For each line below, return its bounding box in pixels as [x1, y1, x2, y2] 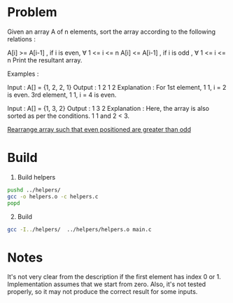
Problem [7, 4, 57, 20]
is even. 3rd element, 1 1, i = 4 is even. [7, 90, 117, 99]
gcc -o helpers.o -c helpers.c [7, 193, 99, 200]
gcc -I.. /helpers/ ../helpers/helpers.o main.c [7, 226, 152, 233]
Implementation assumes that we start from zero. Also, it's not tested [7, 280, 206, 288]
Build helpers [17, 173, 56, 181]
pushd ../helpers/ [7, 187, 61, 194]
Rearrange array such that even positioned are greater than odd [7, 125, 191, 133]
